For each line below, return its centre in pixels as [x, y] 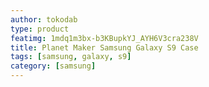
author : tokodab [44, 19]
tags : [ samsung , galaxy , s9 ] [71, 57]
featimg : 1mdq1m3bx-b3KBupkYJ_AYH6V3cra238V [104, 38]
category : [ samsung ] [53, 66]
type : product [40, 29]
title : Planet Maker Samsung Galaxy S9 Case [104, 47]
